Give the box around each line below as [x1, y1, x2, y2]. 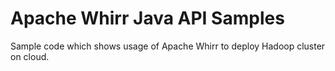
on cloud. [10, 50, 50, 62]
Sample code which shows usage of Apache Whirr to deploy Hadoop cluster [10, 40, 326, 52]
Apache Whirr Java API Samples [10, 7, 285, 30]
